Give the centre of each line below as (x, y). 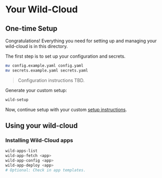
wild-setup (17, 100)
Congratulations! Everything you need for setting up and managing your (81, 41)
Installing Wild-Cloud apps (39, 140)
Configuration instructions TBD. (51, 80)
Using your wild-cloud (42, 126)
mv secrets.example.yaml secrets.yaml (47, 70)
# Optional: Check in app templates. (46, 170)
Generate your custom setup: (36, 90)
